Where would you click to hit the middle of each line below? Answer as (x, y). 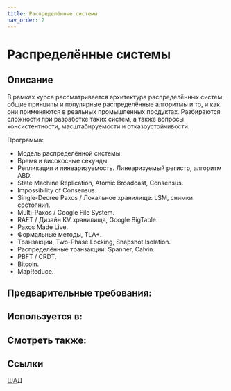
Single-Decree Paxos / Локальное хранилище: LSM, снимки (105, 197)
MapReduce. (35, 271)
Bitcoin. (28, 264)
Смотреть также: (47, 340)
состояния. (34, 205)
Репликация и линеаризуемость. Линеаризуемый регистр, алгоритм (119, 168)
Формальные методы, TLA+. (59, 234)
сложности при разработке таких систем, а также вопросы (95, 119)
